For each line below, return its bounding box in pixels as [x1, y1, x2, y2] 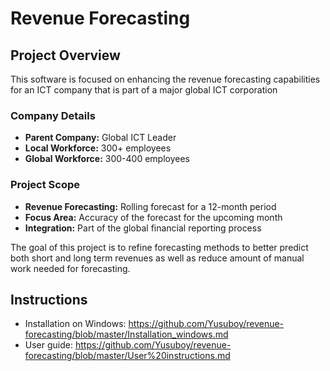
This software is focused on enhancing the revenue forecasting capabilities [10, 73, 321, 85]
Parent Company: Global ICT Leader [24, 132, 177, 144]
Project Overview [10, 47, 121, 64]
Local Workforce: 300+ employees [24, 142, 172, 154]
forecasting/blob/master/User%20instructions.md [24, 350, 231, 362]
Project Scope [10, 178, 80, 192]
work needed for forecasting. [10, 262, 131, 274]
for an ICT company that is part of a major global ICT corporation [10, 84, 278, 96]
